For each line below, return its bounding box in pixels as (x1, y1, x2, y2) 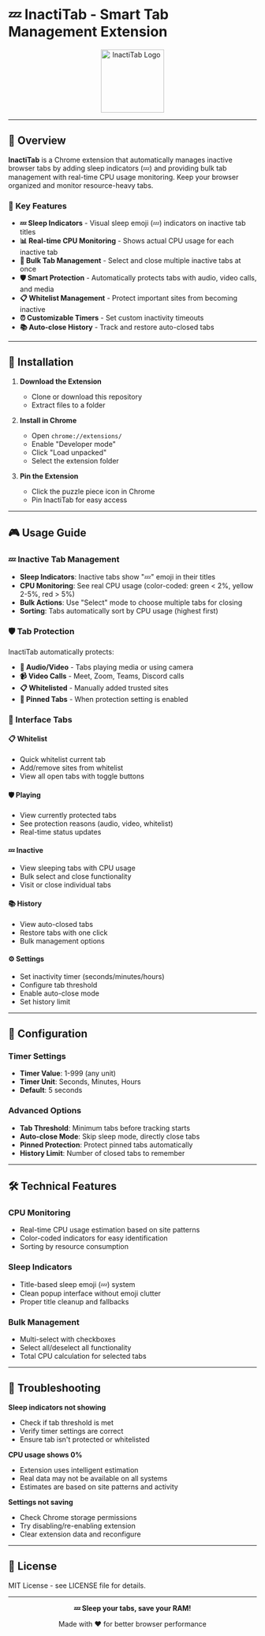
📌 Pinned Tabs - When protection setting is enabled (19, 694, 188, 704)
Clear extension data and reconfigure (19, 1529, 141, 1539)
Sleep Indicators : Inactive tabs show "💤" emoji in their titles (19, 572, 215, 581)
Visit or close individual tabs (19, 880, 112, 890)
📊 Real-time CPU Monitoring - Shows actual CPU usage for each (19, 236, 234, 246)
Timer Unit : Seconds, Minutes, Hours (19, 1077, 141, 1086)
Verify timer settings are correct (19, 1426, 124, 1435)
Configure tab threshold (19, 980, 98, 989)
